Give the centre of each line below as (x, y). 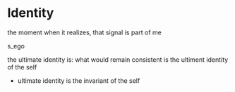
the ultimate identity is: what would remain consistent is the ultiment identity (118, 59)
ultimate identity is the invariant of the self (79, 80)
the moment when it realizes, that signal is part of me (85, 32)
